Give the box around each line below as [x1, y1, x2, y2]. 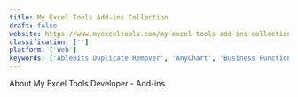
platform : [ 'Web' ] [9, 46, 77, 55]
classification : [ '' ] [9, 37, 90, 47]
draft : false [9, 21, 58, 30]
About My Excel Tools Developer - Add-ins [9, 78, 166, 88]
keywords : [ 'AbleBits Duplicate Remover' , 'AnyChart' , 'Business [9, 54, 255, 63]
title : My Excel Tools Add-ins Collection [9, 12, 169, 22]
